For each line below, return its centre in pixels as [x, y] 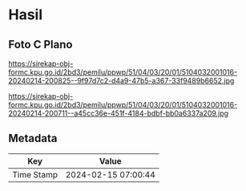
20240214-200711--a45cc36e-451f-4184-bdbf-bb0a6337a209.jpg [119, 113]
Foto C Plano [40, 45]
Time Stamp [35, 174]
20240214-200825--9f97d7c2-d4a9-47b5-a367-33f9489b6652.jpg [121, 81]
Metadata [33, 138]
